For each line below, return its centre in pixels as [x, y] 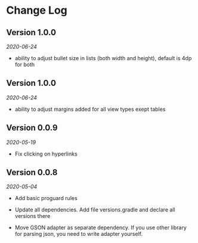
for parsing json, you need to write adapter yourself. [79, 234]
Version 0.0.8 [32, 172]
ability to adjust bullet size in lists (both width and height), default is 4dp [103, 58]
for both [24, 64]
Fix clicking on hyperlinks [46, 154]
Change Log [37, 10]
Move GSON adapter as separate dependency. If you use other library [100, 228]
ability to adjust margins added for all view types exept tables [90, 109]
